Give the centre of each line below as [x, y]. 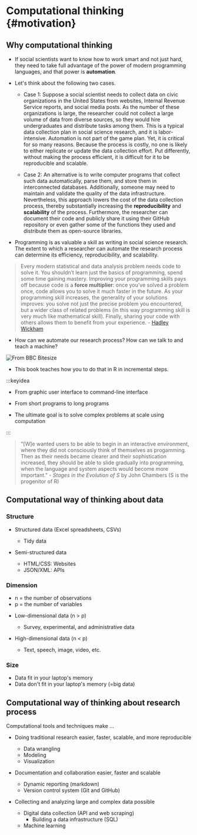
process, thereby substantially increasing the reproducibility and [102, 206]
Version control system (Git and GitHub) [72, 790]
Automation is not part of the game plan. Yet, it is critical [116, 138]
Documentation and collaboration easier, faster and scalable [87, 773]
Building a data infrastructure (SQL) [75, 820]
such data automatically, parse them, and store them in [90, 181]
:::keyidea [18, 380]
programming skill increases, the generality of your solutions [94, 297]
